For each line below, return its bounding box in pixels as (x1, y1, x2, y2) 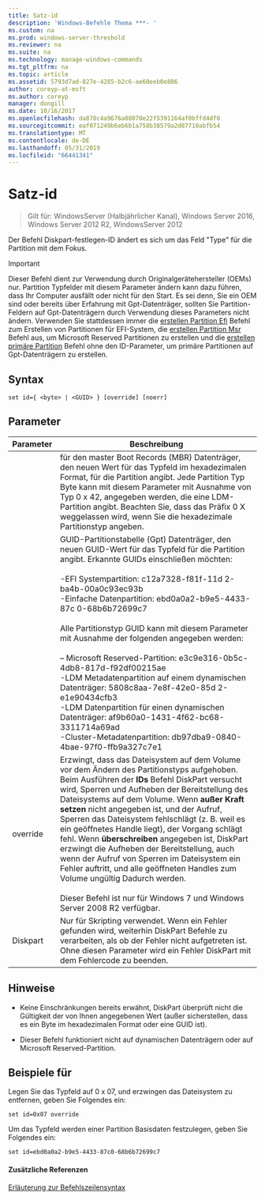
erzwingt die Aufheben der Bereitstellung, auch (59, 843, 235, 854)
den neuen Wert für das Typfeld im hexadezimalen (59, 462, 247, 473)
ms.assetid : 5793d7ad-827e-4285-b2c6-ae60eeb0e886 (8, 77, 178, 85)
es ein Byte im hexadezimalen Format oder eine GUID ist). (19, 1019, 207, 1028)
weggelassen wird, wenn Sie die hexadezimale (59, 511, 233, 522)
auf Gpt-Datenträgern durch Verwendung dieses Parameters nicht (34, 308, 250, 317)
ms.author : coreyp (8, 92, 69, 100)
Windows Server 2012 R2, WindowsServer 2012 (27, 220, 183, 229)
